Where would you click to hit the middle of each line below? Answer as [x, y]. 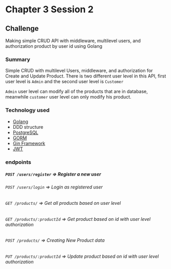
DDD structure [28, 127]
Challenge [22, 28]
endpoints [18, 162]
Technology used [27, 110]
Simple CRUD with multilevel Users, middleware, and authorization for [79, 71]
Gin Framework [29, 143]
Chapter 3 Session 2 [50, 9]
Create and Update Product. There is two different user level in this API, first [86, 76]
